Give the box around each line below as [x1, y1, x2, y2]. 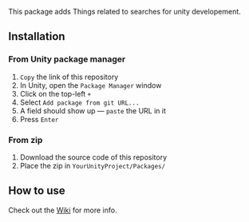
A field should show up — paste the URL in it [19, 105, 166, 115]
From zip [8, 134, 43, 145]
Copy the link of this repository [19, 72, 119, 81]
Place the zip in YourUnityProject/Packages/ [19, 161, 166, 170]
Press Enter [19, 114, 59, 124]
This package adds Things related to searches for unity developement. [8, 7, 241, 16]
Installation [8, 30, 65, 43]
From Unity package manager [8, 54, 126, 65]
